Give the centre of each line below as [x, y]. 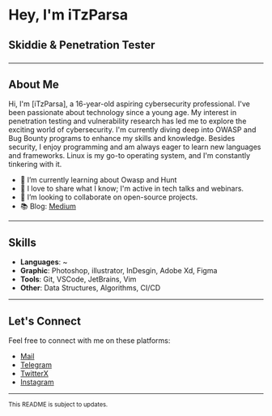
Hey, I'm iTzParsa [68, 15]
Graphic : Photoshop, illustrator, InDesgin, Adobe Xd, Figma [119, 271]
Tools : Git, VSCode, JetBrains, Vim [78, 279]
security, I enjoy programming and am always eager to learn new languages [135, 147]
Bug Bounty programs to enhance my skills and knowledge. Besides [122, 139]
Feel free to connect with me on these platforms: [89, 340]
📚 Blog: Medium [48, 206]
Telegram [36, 365]
